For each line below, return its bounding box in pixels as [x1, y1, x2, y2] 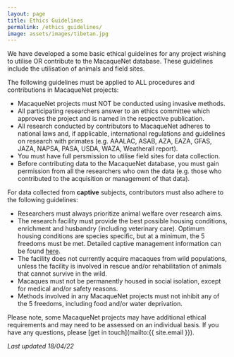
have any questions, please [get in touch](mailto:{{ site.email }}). [7, 328, 195, 336]
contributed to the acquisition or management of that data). [17, 175, 190, 183]
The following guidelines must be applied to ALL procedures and [7, 78, 195, 87]
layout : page [7, 10, 46, 18]
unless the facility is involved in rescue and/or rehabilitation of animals [17, 262, 222, 271]
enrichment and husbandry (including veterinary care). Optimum [17, 224, 205, 233]
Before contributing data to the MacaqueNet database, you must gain [17, 160, 220, 168]
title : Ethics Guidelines [7, 17, 83, 24]
